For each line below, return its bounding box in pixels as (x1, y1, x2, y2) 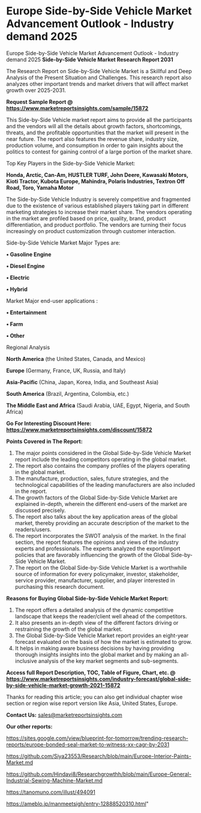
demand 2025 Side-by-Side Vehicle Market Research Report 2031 (6, 56, 173, 63)
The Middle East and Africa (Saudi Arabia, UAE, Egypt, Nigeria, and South (6, 402, 190, 409)
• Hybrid (6, 285, 28, 293)
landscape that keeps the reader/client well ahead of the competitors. (14, 613, 187, 620)
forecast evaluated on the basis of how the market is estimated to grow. (14, 638, 192, 645)
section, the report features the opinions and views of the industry (14, 538, 179, 546)
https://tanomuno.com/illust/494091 (6, 788, 96, 796)
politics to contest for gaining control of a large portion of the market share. (6, 148, 193, 155)
